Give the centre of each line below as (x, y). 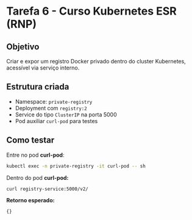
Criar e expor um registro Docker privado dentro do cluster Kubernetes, (96, 61)
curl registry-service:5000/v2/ (47, 189)
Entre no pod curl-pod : (35, 155)
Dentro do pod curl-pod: (37, 177)
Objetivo (23, 47)
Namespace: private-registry (54, 101)
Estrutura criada (38, 87)
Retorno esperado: (30, 200)
